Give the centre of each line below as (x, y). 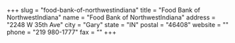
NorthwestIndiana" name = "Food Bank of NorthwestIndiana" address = (111, 17)
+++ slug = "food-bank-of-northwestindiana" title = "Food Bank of (104, 10)
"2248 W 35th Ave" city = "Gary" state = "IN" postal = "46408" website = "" (118, 25)
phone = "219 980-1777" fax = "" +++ (62, 32)
